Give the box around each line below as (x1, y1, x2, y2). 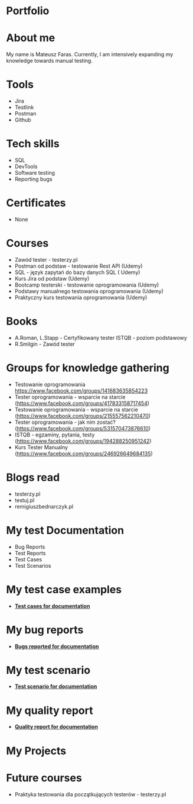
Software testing (14, 169, 55, 176)
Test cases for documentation (14, 602, 90, 609)
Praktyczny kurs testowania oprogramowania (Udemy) (14, 294, 148, 301)
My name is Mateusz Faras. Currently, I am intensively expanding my (6, 51, 174, 58)
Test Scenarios (14, 562, 51, 569)
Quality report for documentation (14, 723, 99, 731)
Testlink (14, 104, 34, 111)
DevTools (14, 163, 38, 170)
